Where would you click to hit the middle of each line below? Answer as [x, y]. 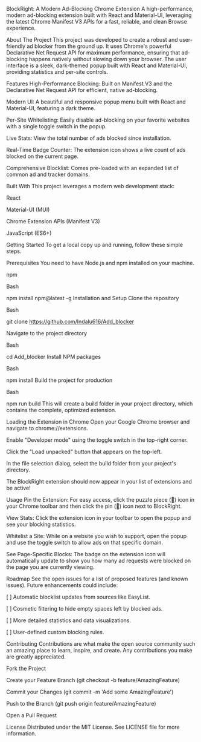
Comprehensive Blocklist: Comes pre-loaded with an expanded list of [93, 168]
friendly [16, 46]
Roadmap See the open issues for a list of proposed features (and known [97, 579]
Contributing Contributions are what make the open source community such [101, 644]
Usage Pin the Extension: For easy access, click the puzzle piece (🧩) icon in [101, 500]
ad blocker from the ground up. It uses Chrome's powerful [99, 46]
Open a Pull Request [32, 715]
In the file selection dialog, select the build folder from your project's [91, 463]
